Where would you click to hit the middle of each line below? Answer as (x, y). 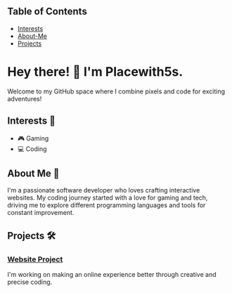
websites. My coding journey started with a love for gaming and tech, (108, 198)
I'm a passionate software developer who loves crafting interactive (104, 190)
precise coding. (30, 282)
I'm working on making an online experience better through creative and (112, 275)
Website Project (35, 259)
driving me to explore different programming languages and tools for (107, 205)
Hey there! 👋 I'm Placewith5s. (95, 72)
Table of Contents (47, 12)
